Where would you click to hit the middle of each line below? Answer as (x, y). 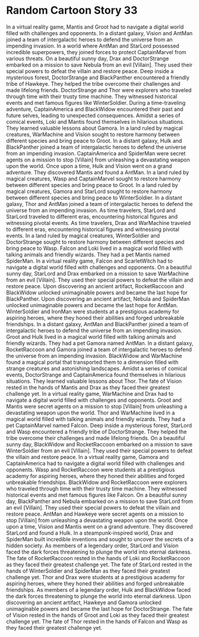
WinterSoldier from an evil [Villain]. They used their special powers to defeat (99, 451)
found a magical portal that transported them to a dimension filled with (92, 362)
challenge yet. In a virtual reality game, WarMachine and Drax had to (90, 394)
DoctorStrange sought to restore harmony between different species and (95, 242)
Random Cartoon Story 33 (72, 10)
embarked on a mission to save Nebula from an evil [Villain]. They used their (99, 65)
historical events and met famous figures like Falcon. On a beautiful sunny (97, 495)
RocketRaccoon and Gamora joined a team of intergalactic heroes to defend (99, 349)
